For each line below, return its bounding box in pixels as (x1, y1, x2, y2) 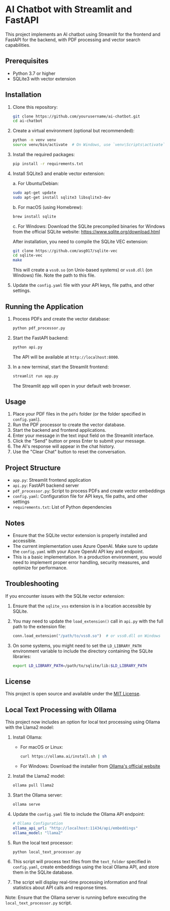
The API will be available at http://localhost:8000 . (12, 354, 119, 360)
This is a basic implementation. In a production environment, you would (12, 554, 162, 560)
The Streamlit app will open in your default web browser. (12, 383, 131, 389)
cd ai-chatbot (12, 119, 43, 124)
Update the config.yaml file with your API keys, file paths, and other (12, 282, 155, 288)
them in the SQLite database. (12, 869, 74, 875)
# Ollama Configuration (12, 820, 63, 826)
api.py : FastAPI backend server (12, 482, 79, 489)
